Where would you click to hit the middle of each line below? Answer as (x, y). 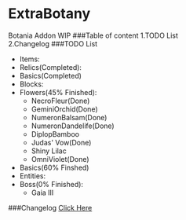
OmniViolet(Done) (60, 159)
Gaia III (42, 192)
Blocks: (31, 84)
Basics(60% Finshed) (54, 167)
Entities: (33, 176)
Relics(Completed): (51, 67)
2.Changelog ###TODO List (53, 43)
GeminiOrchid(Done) (64, 109)
